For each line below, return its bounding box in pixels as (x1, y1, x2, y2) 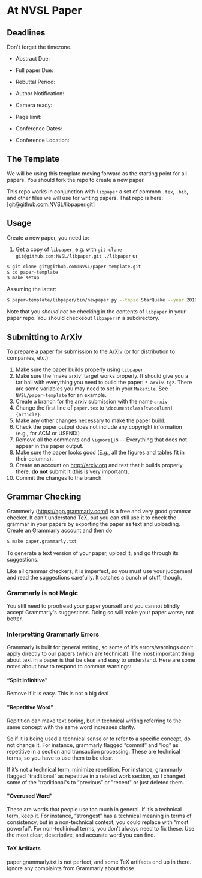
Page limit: (15, 114, 42, 120)
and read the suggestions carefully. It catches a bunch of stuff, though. (7, 574, 182, 581)
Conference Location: (15, 136, 70, 144)
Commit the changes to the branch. (15, 474, 104, 481)
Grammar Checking (7, 492, 82, 502)
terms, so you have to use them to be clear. (7, 754, 114, 761)
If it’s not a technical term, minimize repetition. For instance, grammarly (7, 766, 182, 773)
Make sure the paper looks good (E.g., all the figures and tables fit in (15, 449, 185, 456)
